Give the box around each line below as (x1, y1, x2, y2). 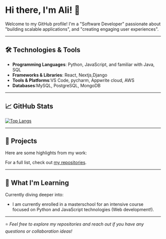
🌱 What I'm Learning (5, 179, 69, 187)
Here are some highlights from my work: (5, 150, 87, 156)
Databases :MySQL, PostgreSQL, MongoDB (12, 82, 101, 88)
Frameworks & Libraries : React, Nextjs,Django (12, 72, 108, 78)
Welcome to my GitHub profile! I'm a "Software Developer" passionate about (5, 21, 161, 27)
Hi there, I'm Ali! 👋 (5, 4, 81, 16)
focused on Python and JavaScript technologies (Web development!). (12, 207, 154, 213)
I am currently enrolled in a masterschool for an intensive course (12, 201, 144, 207)
